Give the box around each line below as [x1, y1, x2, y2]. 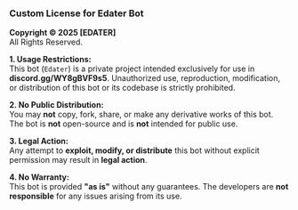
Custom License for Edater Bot [9, 7, 144, 20]
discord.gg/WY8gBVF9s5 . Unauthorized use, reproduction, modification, [9, 73, 281, 84]
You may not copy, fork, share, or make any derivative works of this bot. [9, 109, 274, 120]
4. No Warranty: [9, 172, 69, 182]
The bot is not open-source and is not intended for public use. [9, 118, 238, 129]
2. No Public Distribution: [9, 100, 104, 110]
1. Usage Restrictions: [9, 54, 92, 65]
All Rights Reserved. [9, 36, 83, 47]
